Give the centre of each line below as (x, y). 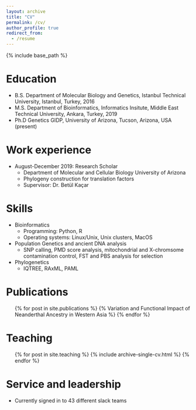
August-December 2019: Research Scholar (66, 166)
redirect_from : (25, 33)
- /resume (23, 39)
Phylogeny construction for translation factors (79, 179)
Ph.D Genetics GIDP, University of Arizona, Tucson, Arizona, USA (93, 120)
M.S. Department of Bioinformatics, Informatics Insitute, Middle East (97, 107)
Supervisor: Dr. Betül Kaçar (56, 184)
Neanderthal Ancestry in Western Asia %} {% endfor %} (82, 315)
